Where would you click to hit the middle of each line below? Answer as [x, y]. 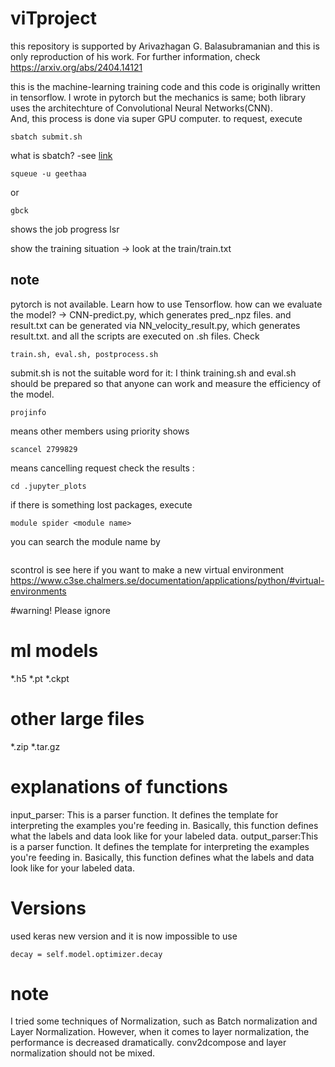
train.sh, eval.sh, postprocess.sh [84, 354]
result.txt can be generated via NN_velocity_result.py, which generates [155, 325]
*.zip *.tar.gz [35, 746]
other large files [77, 718]
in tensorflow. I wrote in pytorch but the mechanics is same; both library [158, 97]
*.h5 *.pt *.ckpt [40, 678]
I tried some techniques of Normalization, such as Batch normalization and [164, 1021]
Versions [48, 908]
